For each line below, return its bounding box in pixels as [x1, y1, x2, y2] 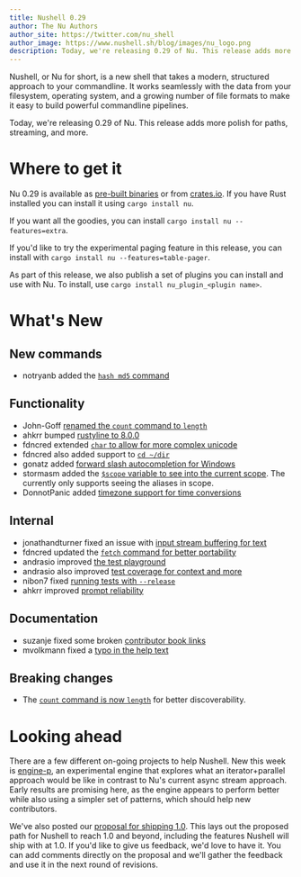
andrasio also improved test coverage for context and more [22, 565, 243, 576]
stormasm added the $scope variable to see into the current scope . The [22, 467, 286, 478]
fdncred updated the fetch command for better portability [22, 547, 236, 557]
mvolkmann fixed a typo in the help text [22, 645, 169, 655]
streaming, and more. [9, 127, 89, 138]
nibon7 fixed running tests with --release [22, 575, 176, 586]
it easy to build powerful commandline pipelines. [9, 100, 189, 111]
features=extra [9, 227, 66, 236]
